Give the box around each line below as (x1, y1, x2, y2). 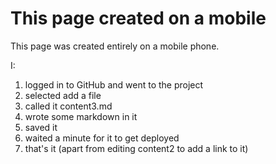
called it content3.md (24, 100, 113, 112)
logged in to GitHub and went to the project (24, 78, 204, 91)
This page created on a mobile (10, 7, 267, 30)
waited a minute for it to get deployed (24, 132, 180, 144)
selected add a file (24, 89, 102, 101)
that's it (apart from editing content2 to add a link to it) (24, 142, 249, 154)
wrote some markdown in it (24, 110, 138, 122)
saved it (24, 121, 58, 133)
